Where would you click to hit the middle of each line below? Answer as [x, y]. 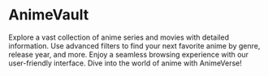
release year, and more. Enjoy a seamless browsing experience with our [129, 54]
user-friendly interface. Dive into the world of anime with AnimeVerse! [125, 63]
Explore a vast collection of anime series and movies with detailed [119, 37]
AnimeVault [49, 15]
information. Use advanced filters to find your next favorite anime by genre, [134, 45]
